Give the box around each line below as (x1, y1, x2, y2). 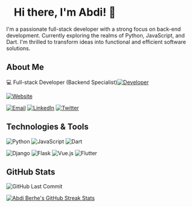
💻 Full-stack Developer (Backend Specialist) (6, 78, 118, 86)
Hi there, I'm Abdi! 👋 (14, 5, 116, 19)
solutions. (6, 45, 31, 52)
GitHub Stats (6, 167, 56, 177)
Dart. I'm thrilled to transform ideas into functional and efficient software (6, 38, 186, 45)
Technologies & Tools (6, 122, 89, 132)
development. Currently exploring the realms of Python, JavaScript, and (6, 31, 185, 39)
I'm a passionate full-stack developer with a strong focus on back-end (6, 25, 181, 33)
